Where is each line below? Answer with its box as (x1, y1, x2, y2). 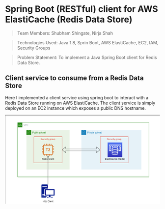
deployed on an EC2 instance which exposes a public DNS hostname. (5, 105, 146, 111)
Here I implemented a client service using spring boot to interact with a (5, 94, 149, 100)
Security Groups (17, 45, 51, 51)
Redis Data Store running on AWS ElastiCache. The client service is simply (5, 100, 156, 106)
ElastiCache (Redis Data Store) (5, 14, 133, 25)
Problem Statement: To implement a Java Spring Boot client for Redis (17, 54, 157, 60)
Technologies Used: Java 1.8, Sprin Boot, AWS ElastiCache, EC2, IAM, (17, 39, 159, 45)
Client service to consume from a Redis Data (5, 74, 144, 82)
